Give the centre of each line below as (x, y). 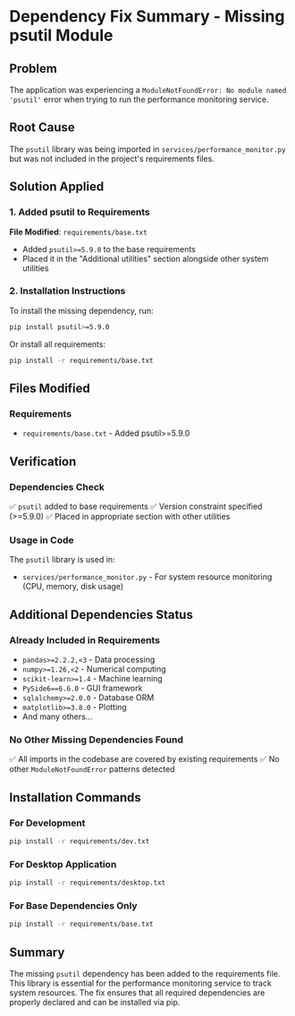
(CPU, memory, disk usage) (72, 587)
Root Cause (42, 127)
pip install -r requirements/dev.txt (80, 841)
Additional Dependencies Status (101, 614)
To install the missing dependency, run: (81, 310)
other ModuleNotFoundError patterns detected (92, 769)
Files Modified (50, 388)
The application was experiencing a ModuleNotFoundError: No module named (148, 90)
